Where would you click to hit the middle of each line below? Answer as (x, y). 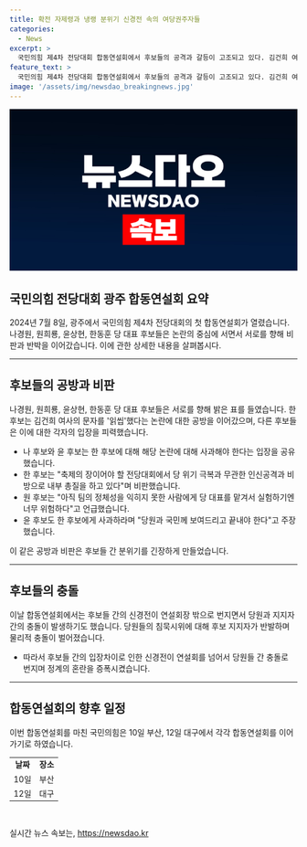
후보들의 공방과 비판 (62, 385)
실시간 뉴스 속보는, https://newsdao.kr (79, 833)
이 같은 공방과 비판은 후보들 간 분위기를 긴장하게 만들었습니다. (119, 551)
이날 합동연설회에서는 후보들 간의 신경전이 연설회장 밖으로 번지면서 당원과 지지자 (152, 614)
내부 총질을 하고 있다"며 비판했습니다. (114, 485)
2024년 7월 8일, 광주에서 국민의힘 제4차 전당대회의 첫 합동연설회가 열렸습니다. (150, 323)
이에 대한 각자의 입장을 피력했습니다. (84, 432)
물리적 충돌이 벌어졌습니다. (57, 637)
